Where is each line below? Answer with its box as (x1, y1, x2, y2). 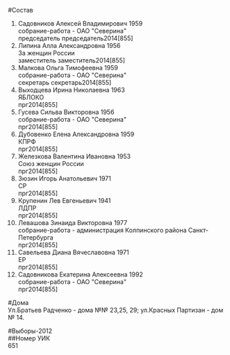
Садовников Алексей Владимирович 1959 (17, 19, 143, 27)
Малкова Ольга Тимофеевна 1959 (17, 64, 119, 72)
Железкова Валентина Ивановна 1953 (17, 152, 131, 160)
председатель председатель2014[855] (17, 34, 133, 42)
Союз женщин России (17, 160, 84, 167)
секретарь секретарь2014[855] (17, 79, 112, 86)
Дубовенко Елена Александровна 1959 (17, 130, 135, 138)
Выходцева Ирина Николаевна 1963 (17, 86, 126, 94)
